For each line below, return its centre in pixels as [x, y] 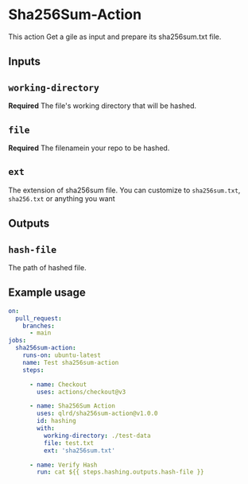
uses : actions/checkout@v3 [81, 392]
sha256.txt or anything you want [62, 198]
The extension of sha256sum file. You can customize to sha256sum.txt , [124, 190]
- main [40, 333]
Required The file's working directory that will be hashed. [103, 106]
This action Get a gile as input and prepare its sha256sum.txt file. [115, 37]
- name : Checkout [58, 384]
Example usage [47, 293]
